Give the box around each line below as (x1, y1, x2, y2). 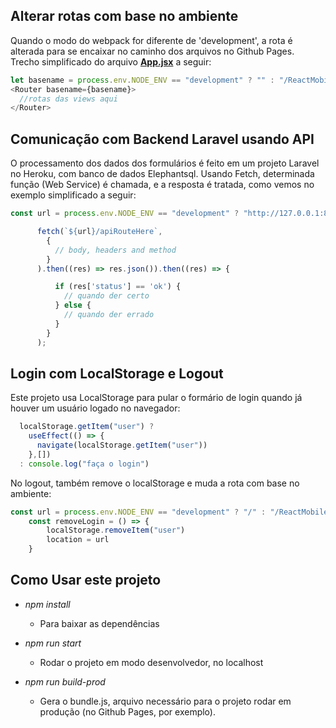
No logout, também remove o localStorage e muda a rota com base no (10, 477, 300, 489)
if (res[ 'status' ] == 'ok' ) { (54, 282, 182, 292)
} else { (54, 300, 92, 311)
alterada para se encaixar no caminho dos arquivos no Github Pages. (10, 45, 295, 57)
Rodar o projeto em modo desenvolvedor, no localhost (39, 656, 264, 668)
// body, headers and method (54, 245, 177, 255)
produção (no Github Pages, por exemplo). (39, 705, 216, 718)
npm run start (24, 637, 82, 649)
